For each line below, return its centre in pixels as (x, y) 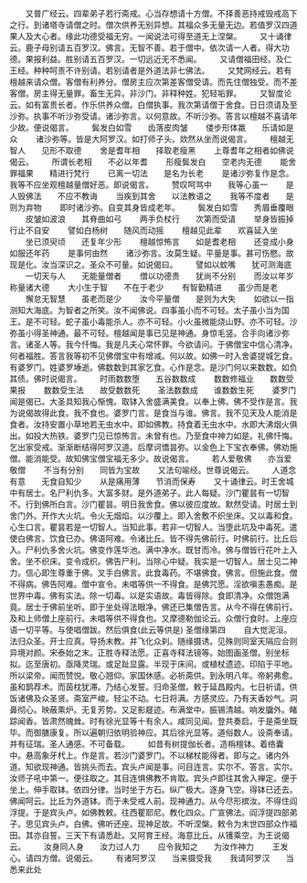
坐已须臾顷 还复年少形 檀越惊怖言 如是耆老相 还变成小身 (159, 242)
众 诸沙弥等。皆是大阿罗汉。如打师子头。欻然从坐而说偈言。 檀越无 (152, 139)
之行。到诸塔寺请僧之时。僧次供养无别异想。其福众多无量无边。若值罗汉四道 (153, 25)
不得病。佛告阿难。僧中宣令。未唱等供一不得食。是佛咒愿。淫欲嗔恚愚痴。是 (153, 584)
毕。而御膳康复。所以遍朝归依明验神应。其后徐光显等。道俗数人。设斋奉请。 (153, 732)
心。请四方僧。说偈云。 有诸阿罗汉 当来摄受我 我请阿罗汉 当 (152, 858)
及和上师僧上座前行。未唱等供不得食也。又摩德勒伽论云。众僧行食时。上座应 (153, 618)
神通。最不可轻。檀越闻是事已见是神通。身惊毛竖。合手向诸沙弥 (169, 333)
